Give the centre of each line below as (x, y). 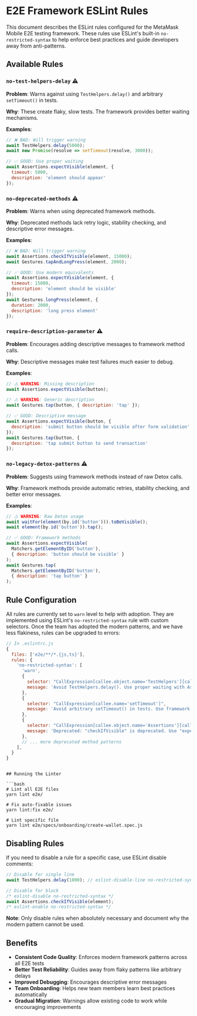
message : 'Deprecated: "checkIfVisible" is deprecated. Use (102, 731)
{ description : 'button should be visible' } (68, 554)
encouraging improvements (48, 1007)
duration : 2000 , (31, 305)
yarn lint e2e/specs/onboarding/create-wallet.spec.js (74, 826)
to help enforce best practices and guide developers (115, 39)
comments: (20, 864)
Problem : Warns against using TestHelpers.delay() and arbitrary (84, 94)
